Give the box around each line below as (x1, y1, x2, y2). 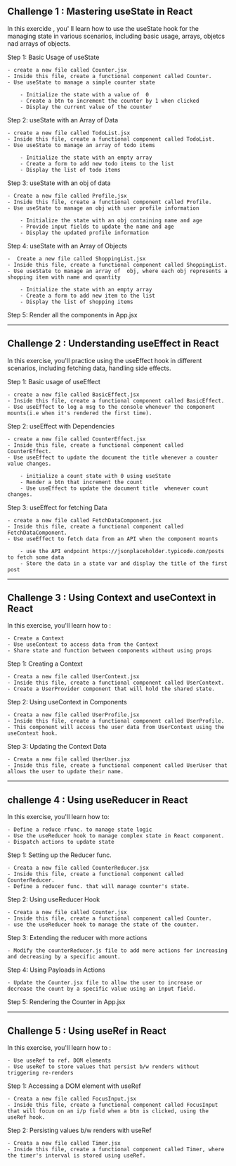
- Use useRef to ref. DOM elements (7, 1057, 112, 1065)
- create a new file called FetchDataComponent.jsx (7, 517, 162, 524)
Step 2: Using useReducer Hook (7, 895, 100, 904)
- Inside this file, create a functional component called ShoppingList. (7, 261, 228, 268)
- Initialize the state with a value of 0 (20, 91, 150, 98)
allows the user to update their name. (7, 768, 124, 775)
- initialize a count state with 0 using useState (20, 472, 171, 479)
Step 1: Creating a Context (7, 659, 83, 668)
